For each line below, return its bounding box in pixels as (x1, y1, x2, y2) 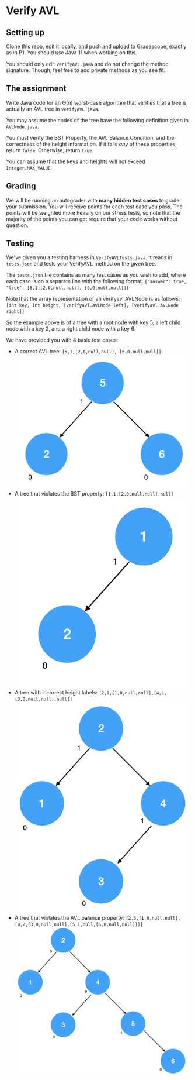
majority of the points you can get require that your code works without (6, 215, 178, 222)
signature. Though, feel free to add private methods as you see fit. (6, 67, 166, 74)
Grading (6, 181, 36, 191)
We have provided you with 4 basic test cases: (6, 336, 119, 343)
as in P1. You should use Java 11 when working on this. (6, 49, 137, 56)
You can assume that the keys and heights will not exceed (6, 158, 146, 165)
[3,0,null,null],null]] (14, 696, 73, 702)
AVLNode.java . (6, 123, 39, 130)
